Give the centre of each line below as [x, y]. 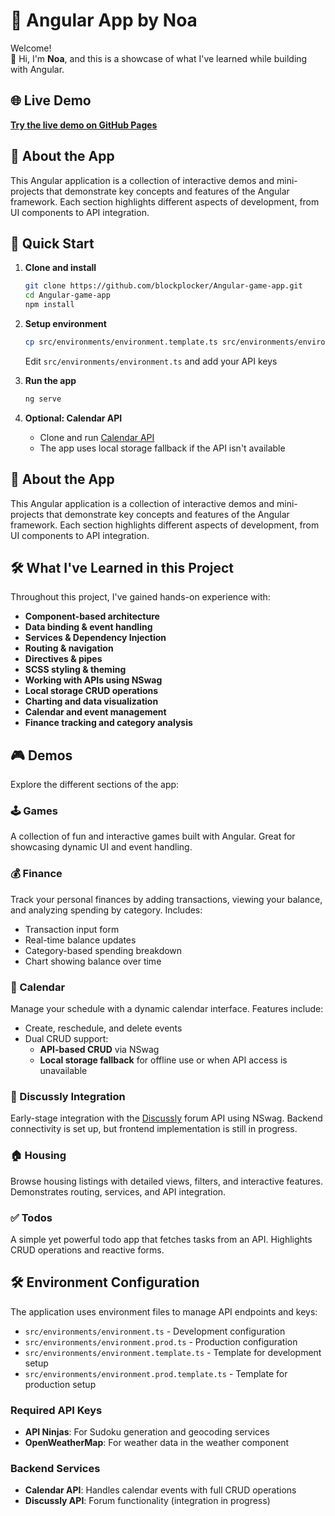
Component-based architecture [92, 616]
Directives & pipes [63, 659]
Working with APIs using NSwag [93, 680]
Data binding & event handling [88, 627]
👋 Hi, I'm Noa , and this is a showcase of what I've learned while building [159, 58]
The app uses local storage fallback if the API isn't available [162, 448]
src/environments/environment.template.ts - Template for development [173, 1352]
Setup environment [65, 323]
